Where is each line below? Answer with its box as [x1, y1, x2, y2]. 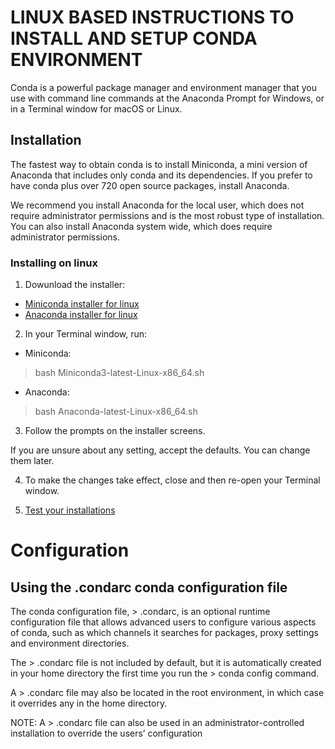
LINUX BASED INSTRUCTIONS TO [10, 6, 295, 29]
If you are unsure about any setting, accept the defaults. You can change [10, 444, 311, 456]
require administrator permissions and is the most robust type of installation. [10, 209, 325, 221]
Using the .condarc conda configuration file [10, 579, 288, 596]
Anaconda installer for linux [24, 309, 138, 321]
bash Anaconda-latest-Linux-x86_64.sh [34, 406, 198, 418]
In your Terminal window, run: [24, 328, 148, 340]
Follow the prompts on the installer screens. [24, 425, 206, 437]
